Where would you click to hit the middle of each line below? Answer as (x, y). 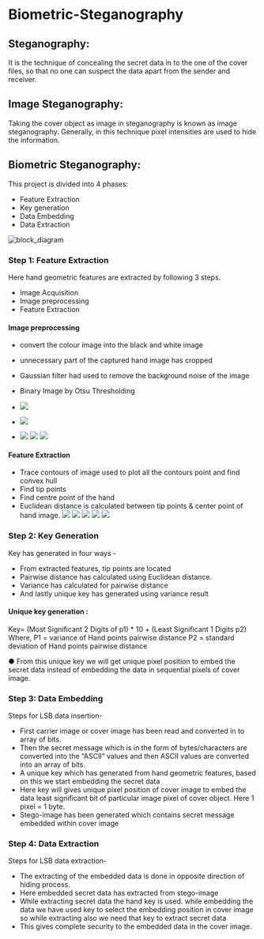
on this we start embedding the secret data (90, 781)
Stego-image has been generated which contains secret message (127, 815)
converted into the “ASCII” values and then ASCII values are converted (134, 757)
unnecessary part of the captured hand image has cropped (116, 360)
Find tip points (43, 489)
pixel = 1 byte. (42, 806)
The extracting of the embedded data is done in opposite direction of (132, 876)
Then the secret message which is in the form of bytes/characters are (133, 748)
